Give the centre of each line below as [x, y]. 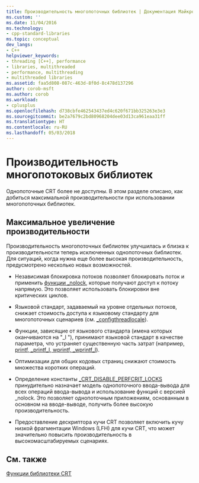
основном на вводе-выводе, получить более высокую [84, 404]
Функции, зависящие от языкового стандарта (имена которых [94, 331]
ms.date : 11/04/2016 [32, 23]
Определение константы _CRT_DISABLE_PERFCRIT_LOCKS [89, 379]
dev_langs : [20, 45]
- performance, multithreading [45, 72]
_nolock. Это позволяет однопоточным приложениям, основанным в [102, 398]
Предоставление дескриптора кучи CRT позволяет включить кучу [99, 422]
